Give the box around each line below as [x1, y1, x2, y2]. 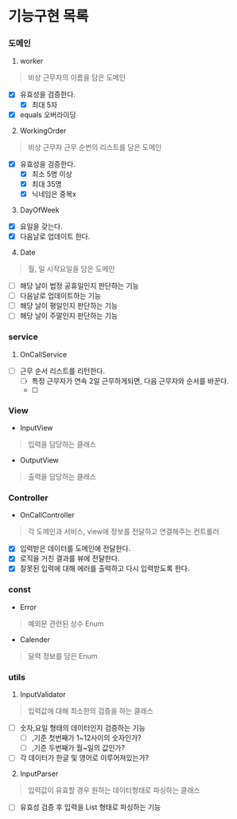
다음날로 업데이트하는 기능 [19, 291, 102, 301]
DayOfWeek [19, 205, 60, 215]
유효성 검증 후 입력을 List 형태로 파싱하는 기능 [19, 802, 161, 812]
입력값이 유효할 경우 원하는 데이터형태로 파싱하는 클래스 [27, 786, 200, 795]
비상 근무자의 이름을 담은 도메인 [27, 73, 126, 82]
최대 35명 [31, 179, 62, 188]
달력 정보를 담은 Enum [27, 651, 98, 660]
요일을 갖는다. [19, 221, 64, 231]
